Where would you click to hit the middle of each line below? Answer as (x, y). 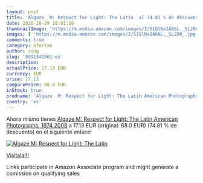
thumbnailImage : (27, 29)
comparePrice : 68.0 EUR (36, 85)
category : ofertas (29, 46)
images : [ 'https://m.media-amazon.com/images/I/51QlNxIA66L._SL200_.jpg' (102, 34)
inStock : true (24, 91)
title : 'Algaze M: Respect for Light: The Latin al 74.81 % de (90, 18)
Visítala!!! (18, 155)
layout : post (23, 12)
